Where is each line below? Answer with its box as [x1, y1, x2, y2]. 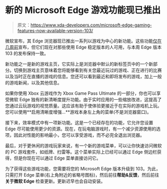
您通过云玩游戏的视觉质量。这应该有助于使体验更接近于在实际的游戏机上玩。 [5, 103, 162, 109]
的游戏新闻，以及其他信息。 [5, 79, 62, 85]
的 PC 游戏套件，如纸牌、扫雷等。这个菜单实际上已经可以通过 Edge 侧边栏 [5, 149, 158, 155]
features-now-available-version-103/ [17, 27, 93, 33]
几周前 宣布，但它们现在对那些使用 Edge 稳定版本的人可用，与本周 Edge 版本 [5, 44, 162, 50]
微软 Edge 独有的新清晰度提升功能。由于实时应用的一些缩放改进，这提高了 [9, 96, 162, 102]
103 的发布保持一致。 [5, 50, 49, 56]
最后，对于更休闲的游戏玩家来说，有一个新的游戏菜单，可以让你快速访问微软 [5, 143, 162, 149]
